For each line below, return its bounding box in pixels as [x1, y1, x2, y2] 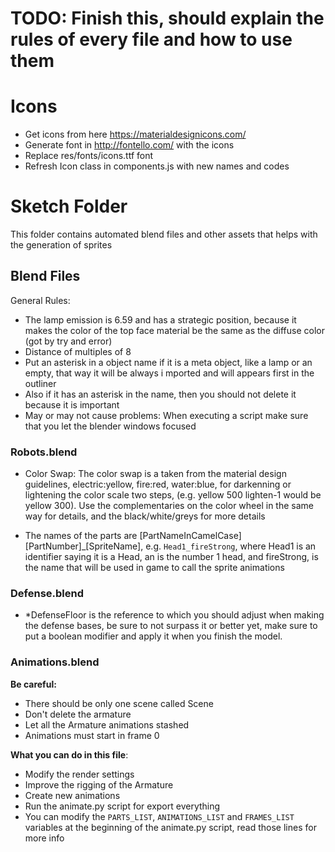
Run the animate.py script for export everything [24, 800, 221, 812]
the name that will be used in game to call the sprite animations [24, 562, 285, 574]
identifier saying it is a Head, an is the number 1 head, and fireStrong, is [24, 551, 319, 563]
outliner [24, 377, 57, 389]
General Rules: [10, 294, 71, 306]
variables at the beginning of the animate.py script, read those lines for [24, 821, 317, 833]
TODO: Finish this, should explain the [10, 7, 325, 30]
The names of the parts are [24, 530, 138, 542]
